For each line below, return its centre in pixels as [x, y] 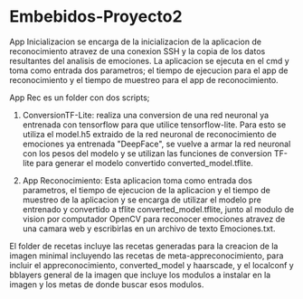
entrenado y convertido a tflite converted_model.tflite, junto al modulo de [158, 209]
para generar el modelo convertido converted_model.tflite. [144, 163]
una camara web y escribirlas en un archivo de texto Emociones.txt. [149, 229]
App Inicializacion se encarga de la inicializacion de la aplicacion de [136, 42]
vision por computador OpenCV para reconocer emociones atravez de [154, 219]
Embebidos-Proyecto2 [96, 17]
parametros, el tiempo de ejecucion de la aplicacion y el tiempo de [147, 190]
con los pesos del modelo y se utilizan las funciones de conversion [147, 153]
